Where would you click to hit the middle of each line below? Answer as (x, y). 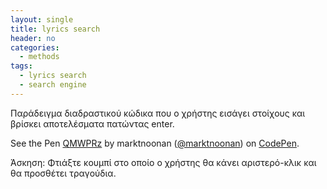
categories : (35, 47)
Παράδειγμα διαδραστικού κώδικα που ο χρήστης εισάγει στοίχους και (158, 113)
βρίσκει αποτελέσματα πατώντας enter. (92, 123)
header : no (33, 38)
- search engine (53, 85)
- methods (39, 57)
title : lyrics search (55, 29)
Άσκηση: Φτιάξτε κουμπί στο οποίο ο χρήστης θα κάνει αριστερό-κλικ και (163, 162)
